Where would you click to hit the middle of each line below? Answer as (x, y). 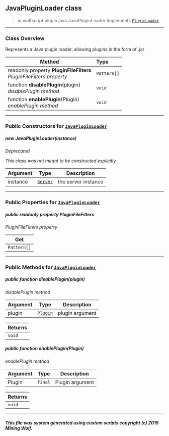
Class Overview (25, 38)
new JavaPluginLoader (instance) (41, 138)
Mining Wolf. (19, 428)
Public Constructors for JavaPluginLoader (56, 126)
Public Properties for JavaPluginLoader (53, 202)
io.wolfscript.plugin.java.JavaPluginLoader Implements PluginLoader (88, 20)
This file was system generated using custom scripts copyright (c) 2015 (82, 423)
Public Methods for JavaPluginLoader (51, 267)
